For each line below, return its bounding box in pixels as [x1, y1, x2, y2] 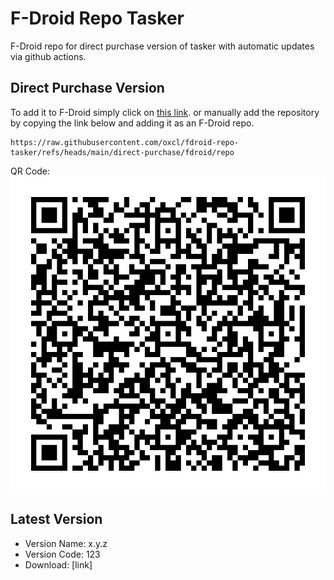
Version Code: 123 [24, 548, 101, 560]
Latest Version [10, 511, 103, 528]
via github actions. [10, 50, 87, 62]
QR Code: [10, 165, 51, 177]
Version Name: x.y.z [24, 537, 108, 549]
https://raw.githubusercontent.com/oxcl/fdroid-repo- [10, 137, 240, 147]
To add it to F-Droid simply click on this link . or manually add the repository [10, 106, 320, 118]
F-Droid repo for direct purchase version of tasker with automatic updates [10, 40, 315, 52]
